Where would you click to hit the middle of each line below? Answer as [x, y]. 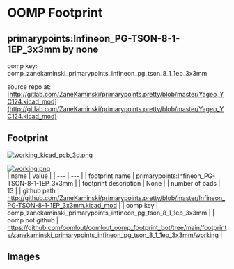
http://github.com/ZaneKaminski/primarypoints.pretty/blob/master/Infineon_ [116, 198]
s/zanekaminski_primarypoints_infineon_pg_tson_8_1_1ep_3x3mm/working [113, 235]
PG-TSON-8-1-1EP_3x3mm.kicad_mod [62, 205]
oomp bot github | [33, 220]
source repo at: [29, 87]
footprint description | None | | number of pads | [151, 183]
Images [24, 257]
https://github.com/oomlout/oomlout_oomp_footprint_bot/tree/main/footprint [117, 227]
